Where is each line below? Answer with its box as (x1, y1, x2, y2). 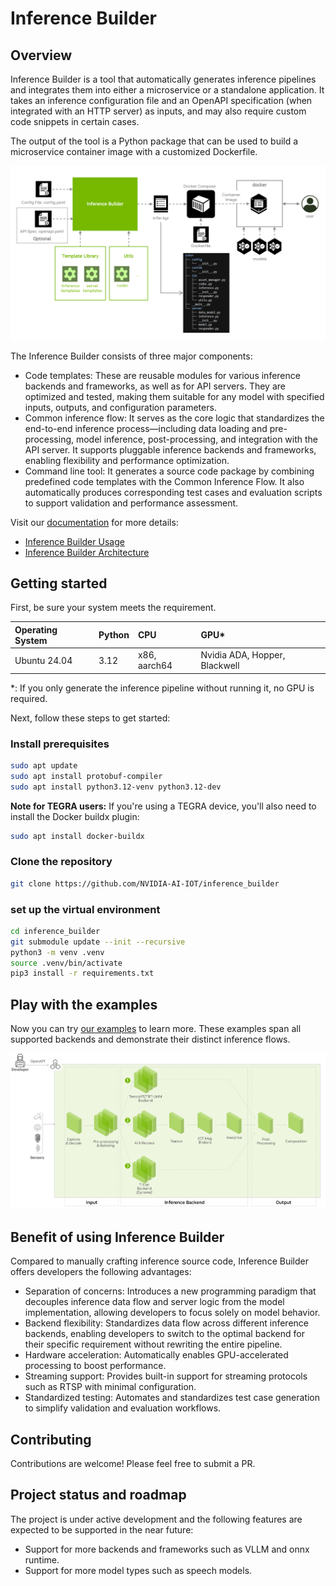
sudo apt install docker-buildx (10, 831, 145, 841)
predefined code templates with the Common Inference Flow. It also (24, 475, 305, 487)
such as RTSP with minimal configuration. (24, 1381, 197, 1393)
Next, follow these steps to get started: (10, 712, 171, 724)
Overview (10, 47, 73, 64)
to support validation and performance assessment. (24, 497, 239, 509)
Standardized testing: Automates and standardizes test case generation (24, 1392, 321, 1404)
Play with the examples (10, 996, 158, 1013)
